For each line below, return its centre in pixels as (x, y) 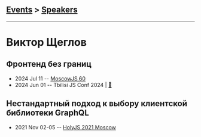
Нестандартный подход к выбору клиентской (97, 104)
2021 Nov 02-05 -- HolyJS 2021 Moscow (66, 127)
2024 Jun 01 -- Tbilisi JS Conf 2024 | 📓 (63, 85)
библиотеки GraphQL (48, 113)
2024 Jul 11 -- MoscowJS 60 (50, 78)
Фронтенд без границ (49, 64)
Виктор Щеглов (46, 42)
